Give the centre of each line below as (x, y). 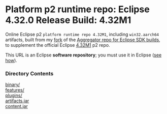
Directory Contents (29, 73)
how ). (11, 60)
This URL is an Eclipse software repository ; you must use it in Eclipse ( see (83, 55)
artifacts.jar (17, 101)
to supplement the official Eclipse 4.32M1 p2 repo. (58, 45)
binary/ (13, 84)
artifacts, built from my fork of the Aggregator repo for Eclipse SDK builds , (83, 40)
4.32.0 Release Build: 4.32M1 (68, 20)
